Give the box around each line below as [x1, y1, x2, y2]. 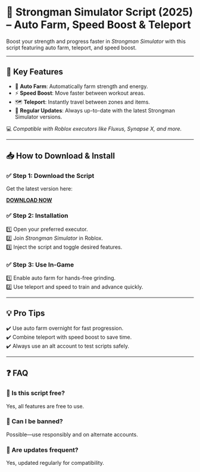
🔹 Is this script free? [6, 389, 65, 398]
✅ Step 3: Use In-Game [6, 260, 74, 268]
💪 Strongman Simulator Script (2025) [6, 5, 193, 19]
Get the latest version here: [6, 185, 73, 192]
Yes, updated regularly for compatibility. [6, 460, 104, 467]
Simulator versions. [14, 113, 62, 120]
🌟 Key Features [6, 67, 64, 77]
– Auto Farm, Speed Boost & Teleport [6, 18, 192, 32]
